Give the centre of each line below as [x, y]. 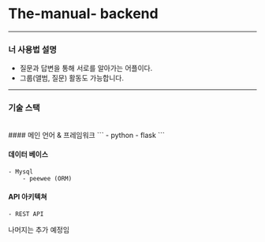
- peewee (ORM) [47, 178]
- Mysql [21, 171]
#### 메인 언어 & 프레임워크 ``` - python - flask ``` [87, 135]
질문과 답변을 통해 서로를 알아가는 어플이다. [86, 69]
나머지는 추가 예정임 [39, 229]
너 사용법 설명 [33, 50]
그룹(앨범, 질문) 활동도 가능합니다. [72, 78]
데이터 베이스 [28, 155]
